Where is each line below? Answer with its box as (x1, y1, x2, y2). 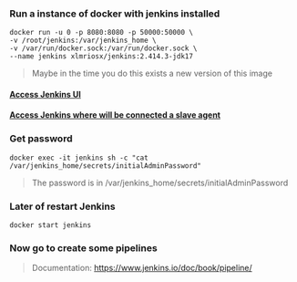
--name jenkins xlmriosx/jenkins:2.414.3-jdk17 (9, 52, 194, 61)
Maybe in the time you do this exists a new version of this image (31, 68, 273, 79)
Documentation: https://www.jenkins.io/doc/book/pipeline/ (31, 263, 252, 274)
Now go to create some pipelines (9, 242, 158, 254)
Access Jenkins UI (9, 89, 82, 99)
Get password (9, 132, 73, 145)
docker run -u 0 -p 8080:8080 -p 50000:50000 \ (9, 28, 194, 37)
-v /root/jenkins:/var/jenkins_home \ (9, 36, 157, 46)
